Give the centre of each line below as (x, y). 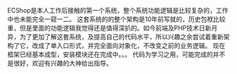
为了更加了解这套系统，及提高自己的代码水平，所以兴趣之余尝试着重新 (121, 37)
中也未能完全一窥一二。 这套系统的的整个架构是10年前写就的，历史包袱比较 (116, 19)
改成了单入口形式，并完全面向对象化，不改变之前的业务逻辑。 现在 (128, 45)
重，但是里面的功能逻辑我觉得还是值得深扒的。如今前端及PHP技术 (103, 28)
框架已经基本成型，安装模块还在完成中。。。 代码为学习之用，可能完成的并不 (116, 54)
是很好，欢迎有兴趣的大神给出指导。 (60, 63)
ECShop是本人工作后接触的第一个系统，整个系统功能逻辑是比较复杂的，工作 (118, 10)
